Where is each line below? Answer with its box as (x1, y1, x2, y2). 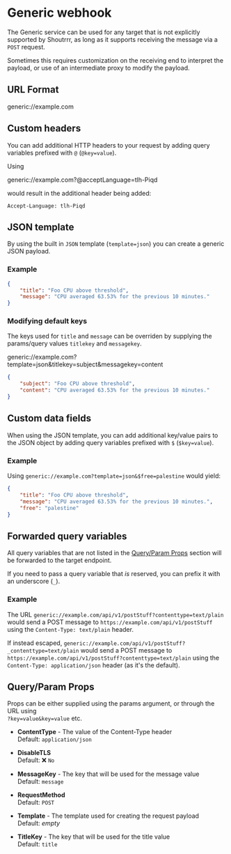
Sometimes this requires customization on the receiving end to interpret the (7, 56, 224, 64)
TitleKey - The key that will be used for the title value (17, 832, 170, 841)
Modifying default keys (7, 316, 88, 326)
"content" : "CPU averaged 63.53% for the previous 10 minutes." (19, 387, 210, 394)
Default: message (17, 777, 64, 786)
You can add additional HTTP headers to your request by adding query (7, 141, 210, 149)
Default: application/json (17, 735, 92, 743)
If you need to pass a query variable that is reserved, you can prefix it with (7, 570, 221, 578)
